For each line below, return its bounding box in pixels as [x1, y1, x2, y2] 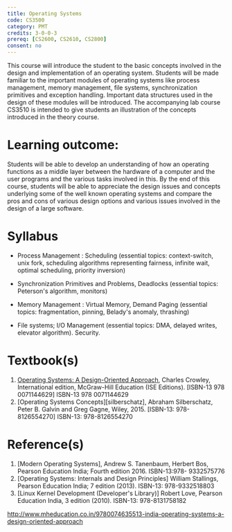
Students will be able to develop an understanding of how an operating [7, 160, 210, 168]
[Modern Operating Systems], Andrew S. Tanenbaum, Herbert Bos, [17, 459, 209, 468]
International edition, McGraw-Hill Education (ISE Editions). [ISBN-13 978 [17, 382, 225, 391]
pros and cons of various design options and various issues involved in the [7, 197, 221, 205]
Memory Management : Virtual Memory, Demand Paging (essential [17, 300, 208, 308]
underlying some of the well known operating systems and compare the [7, 189, 213, 197]
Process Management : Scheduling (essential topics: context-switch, [17, 251, 213, 260]
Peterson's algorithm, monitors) [17, 287, 108, 295]
